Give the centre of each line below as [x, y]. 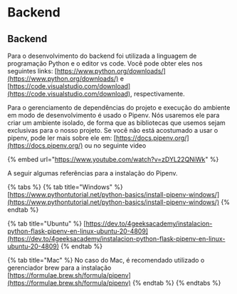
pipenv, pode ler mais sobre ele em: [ [62, 138]
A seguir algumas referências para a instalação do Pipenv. [93, 173]
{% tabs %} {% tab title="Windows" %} [65, 187]
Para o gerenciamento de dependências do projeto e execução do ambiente [119, 107]
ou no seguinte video [115, 146]
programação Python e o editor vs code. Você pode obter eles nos [105, 64]
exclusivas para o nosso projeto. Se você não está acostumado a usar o [113, 130]
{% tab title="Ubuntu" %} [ [47, 223]
